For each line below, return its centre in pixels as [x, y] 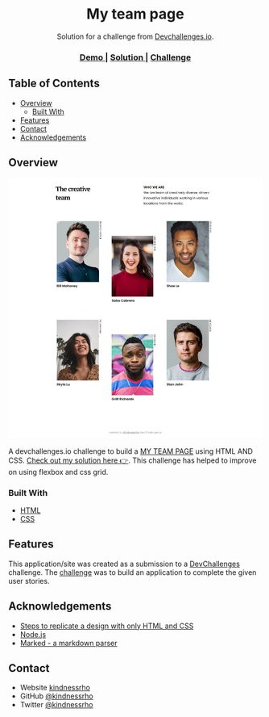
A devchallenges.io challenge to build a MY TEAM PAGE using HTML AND [131, 451]
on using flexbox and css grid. [58, 472]
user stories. [29, 581]
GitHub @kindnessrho [57, 696]
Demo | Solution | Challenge [135, 57]
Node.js [33, 634]
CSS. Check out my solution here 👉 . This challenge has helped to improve [132, 460]
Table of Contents [54, 84]
